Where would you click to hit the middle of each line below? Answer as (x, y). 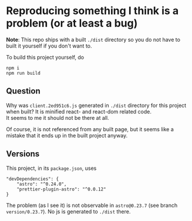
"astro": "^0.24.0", (42, 184)
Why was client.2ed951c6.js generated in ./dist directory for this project (96, 105)
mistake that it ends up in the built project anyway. (67, 135)
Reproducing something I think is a (92, 11)
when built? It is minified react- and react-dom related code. (79, 111)
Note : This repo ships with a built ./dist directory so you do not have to (93, 39)
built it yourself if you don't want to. (49, 46)
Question (23, 91)
